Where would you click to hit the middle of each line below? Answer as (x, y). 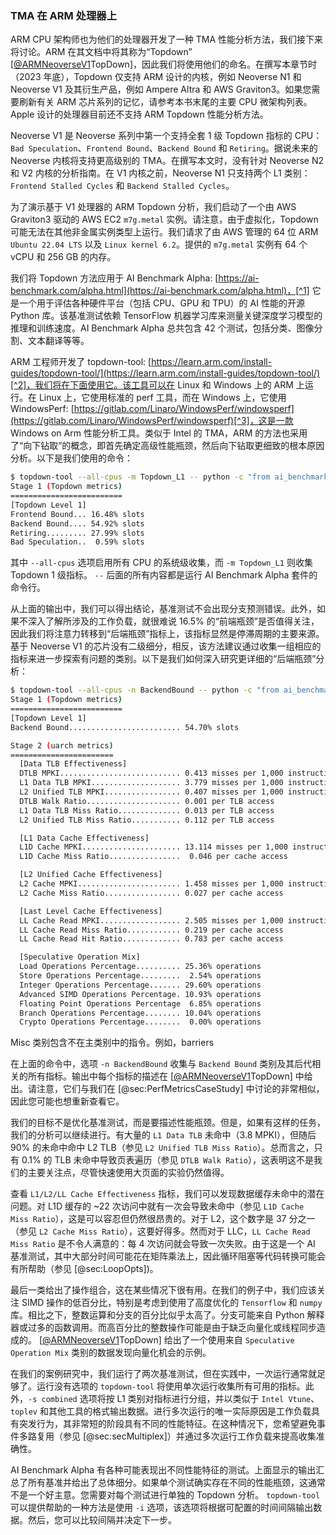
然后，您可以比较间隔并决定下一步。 (102, 1520)
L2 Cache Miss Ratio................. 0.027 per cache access (151, 893)
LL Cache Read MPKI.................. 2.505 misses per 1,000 (151, 920)
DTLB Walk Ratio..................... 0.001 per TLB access (147, 801)
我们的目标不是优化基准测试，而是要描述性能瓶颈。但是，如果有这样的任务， (168, 1123)
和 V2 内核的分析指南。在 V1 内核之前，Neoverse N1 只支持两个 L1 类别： (160, 173)
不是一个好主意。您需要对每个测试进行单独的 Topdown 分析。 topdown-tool (165, 1495)
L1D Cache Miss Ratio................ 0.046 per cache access (153, 857)
